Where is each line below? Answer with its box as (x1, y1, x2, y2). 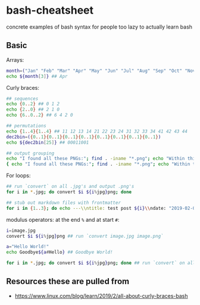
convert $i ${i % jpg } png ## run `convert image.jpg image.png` (6, 233, 164, 239)
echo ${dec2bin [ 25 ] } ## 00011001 (6, 139, 89, 146)
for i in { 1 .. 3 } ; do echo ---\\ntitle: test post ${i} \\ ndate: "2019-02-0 (6, 205, 196, 211)
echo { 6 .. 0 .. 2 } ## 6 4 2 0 (6, 112, 73, 118)
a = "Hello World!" (6, 244, 49, 250)
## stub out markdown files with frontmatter (6, 200, 121, 206)
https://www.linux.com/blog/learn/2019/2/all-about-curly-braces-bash (14, 292, 188, 299)
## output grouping (6, 150, 55, 156)
